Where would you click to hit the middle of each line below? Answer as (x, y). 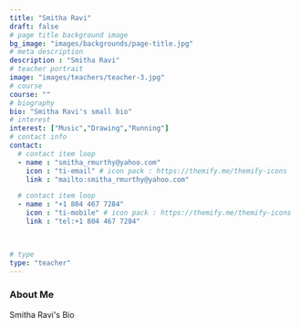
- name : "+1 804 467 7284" (71, 205)
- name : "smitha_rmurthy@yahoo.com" (89, 162)
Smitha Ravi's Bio (42, 314)
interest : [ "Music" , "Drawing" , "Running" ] (89, 129)
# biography (32, 103)
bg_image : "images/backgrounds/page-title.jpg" (102, 43)
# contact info (38, 137)
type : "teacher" (40, 263)
